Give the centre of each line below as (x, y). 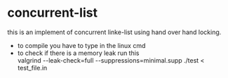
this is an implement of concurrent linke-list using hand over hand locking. (114, 32)
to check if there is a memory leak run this (78, 53)
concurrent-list (53, 13)
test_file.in (32, 68)
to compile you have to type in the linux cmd (81, 45)
